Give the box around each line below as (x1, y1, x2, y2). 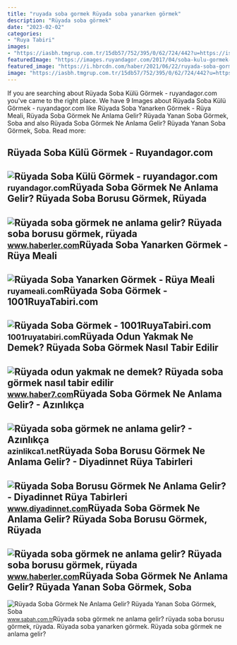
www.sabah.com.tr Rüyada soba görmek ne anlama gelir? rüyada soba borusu (7, 615, 224, 623)
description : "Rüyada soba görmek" (7, 17, 112, 24)
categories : (7, 30, 42, 37)
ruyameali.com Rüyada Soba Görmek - (7, 285, 168, 297)
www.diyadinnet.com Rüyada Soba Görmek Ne (7, 502, 200, 514)
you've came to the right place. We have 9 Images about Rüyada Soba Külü (7, 96, 226, 104)
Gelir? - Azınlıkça (7, 399, 85, 411)
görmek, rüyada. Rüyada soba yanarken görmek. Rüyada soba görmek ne (7, 622, 222, 631)
